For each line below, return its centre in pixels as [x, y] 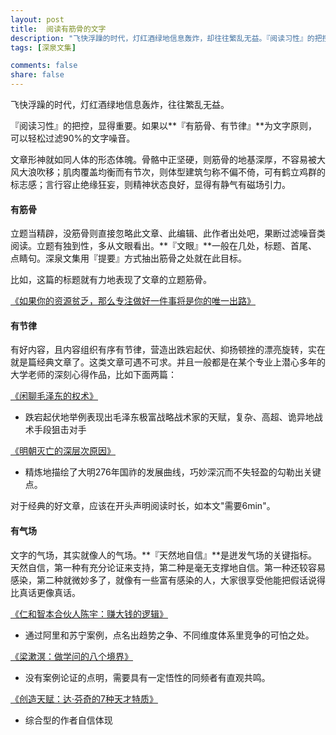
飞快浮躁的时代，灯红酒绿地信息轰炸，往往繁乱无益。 [120, 104]
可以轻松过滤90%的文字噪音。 [73, 138]
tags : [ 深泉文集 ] [43, 47]
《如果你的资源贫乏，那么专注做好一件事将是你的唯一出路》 [133, 301]
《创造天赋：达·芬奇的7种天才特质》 [84, 698]
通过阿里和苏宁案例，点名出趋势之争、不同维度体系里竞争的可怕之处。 [169, 635]
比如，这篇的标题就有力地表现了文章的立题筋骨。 [111, 280]
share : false [37, 75]
